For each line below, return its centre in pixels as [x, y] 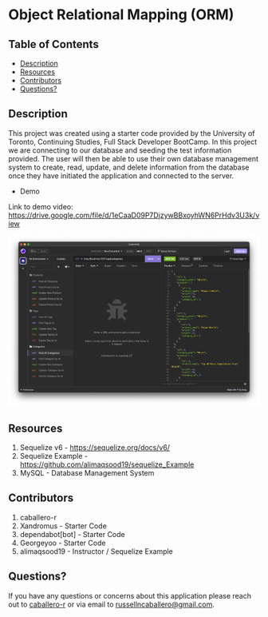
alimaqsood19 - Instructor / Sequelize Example [97, 551]
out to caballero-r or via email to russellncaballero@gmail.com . [112, 604]
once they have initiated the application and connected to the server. [121, 175]
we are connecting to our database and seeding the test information [120, 150]
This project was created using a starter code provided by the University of [132, 133]
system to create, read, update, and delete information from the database [129, 167]
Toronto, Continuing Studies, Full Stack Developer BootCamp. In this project [133, 141]
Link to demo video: [41, 206]
